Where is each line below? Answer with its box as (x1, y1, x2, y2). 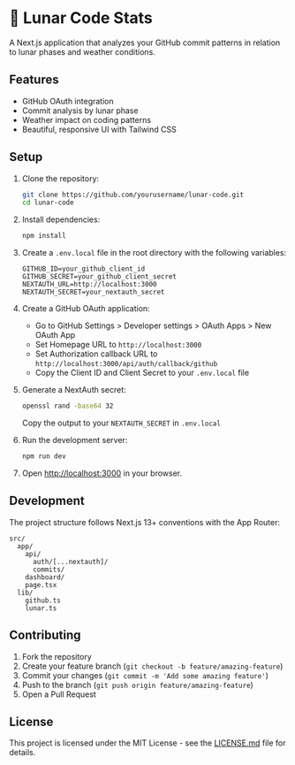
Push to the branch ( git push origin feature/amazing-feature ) (21, 679, 253, 690)
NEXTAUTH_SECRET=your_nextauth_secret (21, 287, 165, 297)
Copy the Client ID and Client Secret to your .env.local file (34, 367, 250, 379)
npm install (21, 232, 66, 241)
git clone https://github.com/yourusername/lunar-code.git (21, 190, 245, 199)
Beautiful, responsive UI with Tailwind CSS (21, 124, 177, 134)
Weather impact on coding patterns (21, 114, 152, 125)
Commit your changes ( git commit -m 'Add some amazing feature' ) (21, 669, 269, 680)
